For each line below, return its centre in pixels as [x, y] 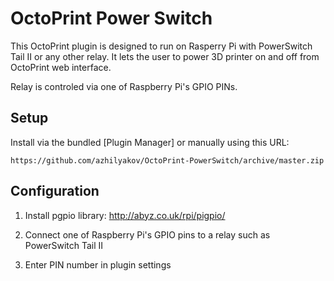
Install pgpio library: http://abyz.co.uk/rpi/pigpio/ [125, 215]
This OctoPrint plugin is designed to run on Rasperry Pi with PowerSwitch [161, 46]
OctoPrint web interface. [61, 67]
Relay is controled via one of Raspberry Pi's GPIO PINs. [124, 86]
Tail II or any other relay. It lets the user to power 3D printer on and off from [165, 56]
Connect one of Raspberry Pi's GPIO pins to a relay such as [147, 234]
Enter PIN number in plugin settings [98, 264]
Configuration [55, 191]
